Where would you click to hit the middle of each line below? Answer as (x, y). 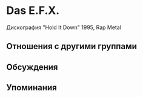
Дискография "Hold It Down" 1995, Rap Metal (64, 27)
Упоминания (32, 88)
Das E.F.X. (33, 11)
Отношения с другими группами (72, 46)
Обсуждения (32, 67)
